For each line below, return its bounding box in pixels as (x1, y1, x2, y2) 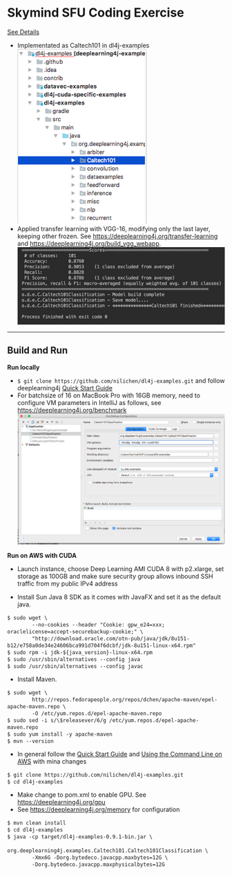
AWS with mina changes (17, 757, 87, 766)
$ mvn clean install (7, 820, 67, 827)
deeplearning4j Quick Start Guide (17, 384, 113, 392)
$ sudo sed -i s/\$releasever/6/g (7, 717, 107, 724)
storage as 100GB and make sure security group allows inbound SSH (17, 572, 213, 581)
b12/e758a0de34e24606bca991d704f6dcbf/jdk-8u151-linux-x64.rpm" (7, 642, 196, 649)
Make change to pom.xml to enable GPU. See (17, 791, 146, 799)
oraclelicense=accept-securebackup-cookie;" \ (7, 629, 144, 635)
